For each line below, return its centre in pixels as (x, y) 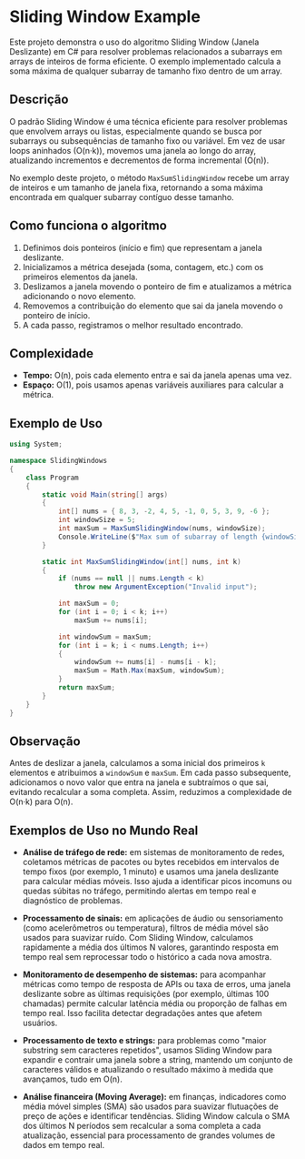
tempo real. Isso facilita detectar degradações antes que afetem (142, 1013)
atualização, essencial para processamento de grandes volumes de (148, 1135)
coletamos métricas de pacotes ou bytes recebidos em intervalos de (151, 862)
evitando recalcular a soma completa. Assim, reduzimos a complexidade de (151, 792)
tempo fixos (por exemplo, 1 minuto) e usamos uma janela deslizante (151, 872)
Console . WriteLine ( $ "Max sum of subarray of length (157, 537)
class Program (52, 478)
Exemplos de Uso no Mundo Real (104, 830)
